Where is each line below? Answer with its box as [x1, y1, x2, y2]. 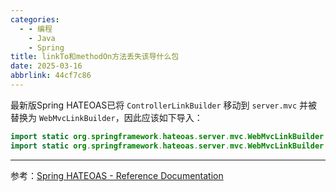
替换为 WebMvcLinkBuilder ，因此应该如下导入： [10, 111, 203, 123]
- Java [28, 33, 56, 43]
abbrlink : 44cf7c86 [10, 71, 92, 81]
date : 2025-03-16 [10, 61, 83, 71]
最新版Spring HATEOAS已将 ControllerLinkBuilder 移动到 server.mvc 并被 [10, 99, 318, 111]
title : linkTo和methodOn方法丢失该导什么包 [10, 52, 180, 62]
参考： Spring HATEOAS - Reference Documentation [10, 169, 224, 181]
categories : [10, 14, 60, 25]
